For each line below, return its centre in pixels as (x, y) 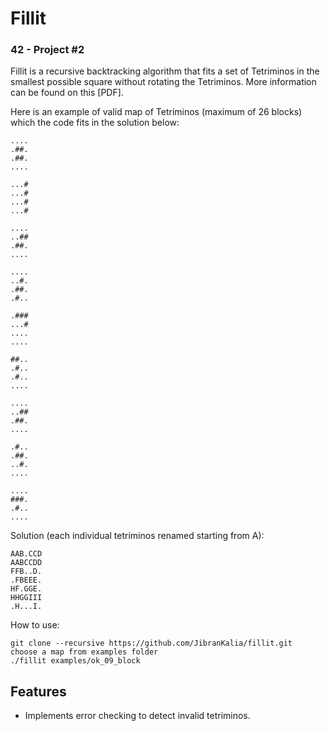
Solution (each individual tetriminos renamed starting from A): (137, 536)
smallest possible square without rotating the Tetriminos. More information (163, 82)
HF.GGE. (26, 589)
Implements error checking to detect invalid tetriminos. (137, 716)
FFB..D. (26, 572)
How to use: (35, 625)
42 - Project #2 (47, 50)
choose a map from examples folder (84, 652)
